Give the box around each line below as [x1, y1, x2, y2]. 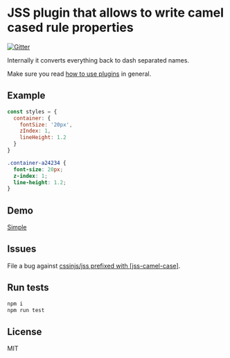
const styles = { [7, 108, 57, 115]
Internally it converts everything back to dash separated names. [7, 56, 189, 64]
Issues [7, 243, 37, 255]
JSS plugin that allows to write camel [7, 5, 224, 21]
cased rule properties [7, 19, 134, 35]
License [7, 325, 42, 338]
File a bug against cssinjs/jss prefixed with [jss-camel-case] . [7, 261, 181, 270]
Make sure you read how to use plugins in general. [7, 70, 152, 78]
